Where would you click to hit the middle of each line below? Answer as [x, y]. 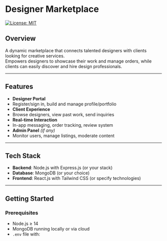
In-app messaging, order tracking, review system [63, 125]
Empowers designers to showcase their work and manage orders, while [79, 61]
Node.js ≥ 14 [25, 224]
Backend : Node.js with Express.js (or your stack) [62, 168]
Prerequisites [22, 213]
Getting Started [30, 199]
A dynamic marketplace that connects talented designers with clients [76, 50]
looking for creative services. [35, 56]
